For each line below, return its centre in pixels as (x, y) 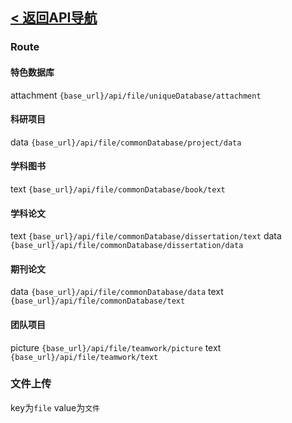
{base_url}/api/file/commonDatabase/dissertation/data (127, 246)
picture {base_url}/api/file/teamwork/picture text (116, 347)
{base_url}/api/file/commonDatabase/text (98, 301)
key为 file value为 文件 (55, 407)
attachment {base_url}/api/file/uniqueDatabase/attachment (136, 95)
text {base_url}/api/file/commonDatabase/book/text (118, 189)
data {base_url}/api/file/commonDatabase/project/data (126, 142)
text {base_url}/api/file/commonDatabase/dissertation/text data (146, 236)
